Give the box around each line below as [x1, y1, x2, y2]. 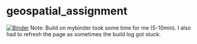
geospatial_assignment [6, 4, 128, 18]
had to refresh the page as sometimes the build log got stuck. [6, 30, 161, 37]
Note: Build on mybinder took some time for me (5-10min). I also [30, 24, 191, 31]
